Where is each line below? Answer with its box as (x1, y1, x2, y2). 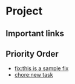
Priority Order (5, 48, 59, 59)
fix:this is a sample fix (14, 65, 69, 72)
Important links (5, 28, 65, 39)
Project (5, 4, 43, 18)
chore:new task (14, 71, 53, 79)
